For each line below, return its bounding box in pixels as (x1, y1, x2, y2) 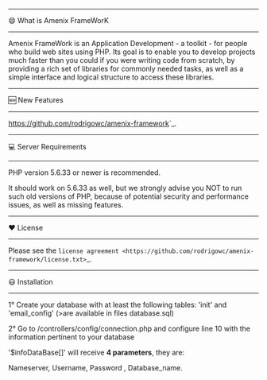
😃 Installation (8, 277, 53, 286)
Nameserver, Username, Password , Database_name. (8, 363, 183, 372)
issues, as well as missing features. (8, 200, 124, 209)
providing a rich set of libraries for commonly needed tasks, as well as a (8, 64, 244, 73)
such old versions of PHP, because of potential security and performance (8, 192, 249, 201)
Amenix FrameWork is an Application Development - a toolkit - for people (8, 39, 248, 48)
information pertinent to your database (8, 332, 135, 342)
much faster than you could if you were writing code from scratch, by (8, 56, 235, 64)
